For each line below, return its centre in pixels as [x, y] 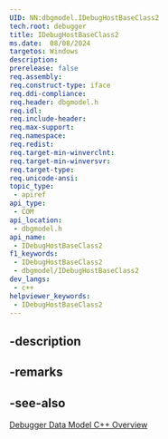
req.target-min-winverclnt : [62, 152]
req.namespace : [38, 136]
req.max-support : [42, 128]
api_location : [36, 220]
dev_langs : [30, 279]
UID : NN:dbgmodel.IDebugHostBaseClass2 [84, 18]
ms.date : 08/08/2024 [50, 43]
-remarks [36, 372]
